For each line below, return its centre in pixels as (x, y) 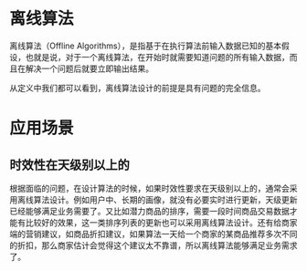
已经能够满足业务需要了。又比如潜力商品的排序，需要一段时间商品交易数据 (149, 211)
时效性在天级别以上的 (69, 165)
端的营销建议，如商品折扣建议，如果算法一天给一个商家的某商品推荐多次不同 (153, 234)
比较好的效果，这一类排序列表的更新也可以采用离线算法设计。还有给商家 (161, 222)
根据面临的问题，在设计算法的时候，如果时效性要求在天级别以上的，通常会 (149, 188)
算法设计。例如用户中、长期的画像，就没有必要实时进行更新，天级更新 (165, 199)
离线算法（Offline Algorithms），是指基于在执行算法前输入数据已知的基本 (146, 46)
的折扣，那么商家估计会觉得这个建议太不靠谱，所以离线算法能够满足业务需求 (153, 245)
